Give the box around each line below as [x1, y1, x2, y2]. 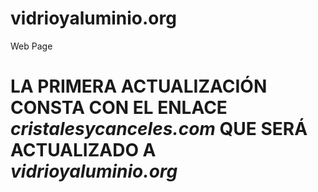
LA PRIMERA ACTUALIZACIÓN [10, 75, 268, 98]
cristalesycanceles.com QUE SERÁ [10, 118, 308, 141]
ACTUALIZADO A [10, 139, 157, 162]
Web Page [10, 40, 53, 52]
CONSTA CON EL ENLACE [10, 97, 228, 119]
